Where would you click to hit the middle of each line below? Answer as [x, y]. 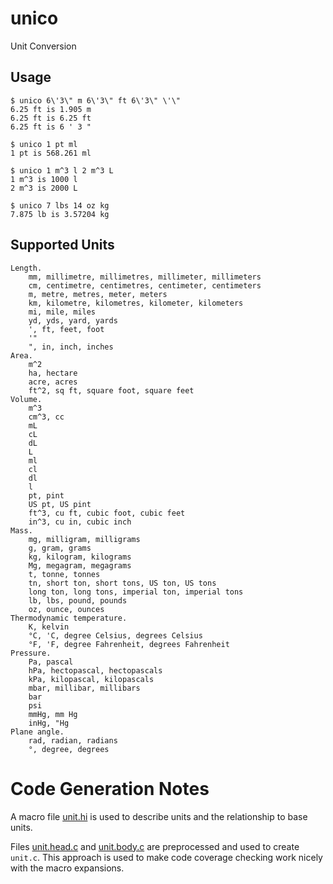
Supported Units [62, 245]
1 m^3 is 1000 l [44, 179]
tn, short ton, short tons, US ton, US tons [122, 583]
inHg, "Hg [49, 723]
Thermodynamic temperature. [69, 618]
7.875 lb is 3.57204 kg [60, 214]
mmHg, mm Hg [53, 714]
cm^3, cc [46, 417]
